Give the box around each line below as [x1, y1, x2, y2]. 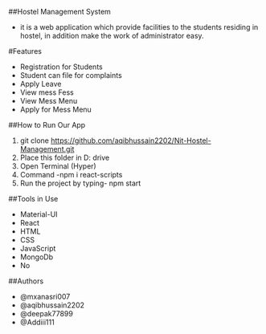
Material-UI [19, 210, 58, 219]
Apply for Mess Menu [19, 104, 92, 114]
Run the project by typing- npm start [19, 178, 141, 188]
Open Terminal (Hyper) [19, 161, 96, 171]
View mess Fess [19, 88, 74, 97]
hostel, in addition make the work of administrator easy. [19, 31, 204, 40]
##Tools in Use [8, 194, 59, 203]
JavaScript [19, 244, 56, 253]
